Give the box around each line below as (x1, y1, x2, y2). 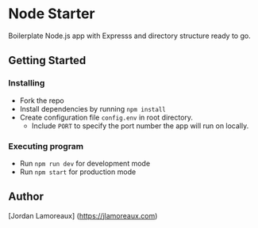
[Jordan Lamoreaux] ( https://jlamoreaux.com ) (8, 211, 158, 220)
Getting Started (8, 54, 87, 67)
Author (8, 190, 44, 203)
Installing (8, 78, 45, 89)
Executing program (8, 140, 84, 151)
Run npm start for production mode (19, 167, 137, 177)
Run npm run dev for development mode (19, 158, 151, 168)
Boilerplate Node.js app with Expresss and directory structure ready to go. (8, 31, 252, 40)
